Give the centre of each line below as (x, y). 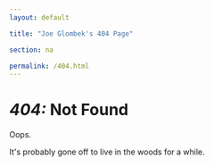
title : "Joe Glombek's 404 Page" (71, 33)
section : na (31, 50)
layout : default (39, 17)
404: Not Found (69, 110)
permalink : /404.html (49, 66)
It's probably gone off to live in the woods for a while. (107, 152)
